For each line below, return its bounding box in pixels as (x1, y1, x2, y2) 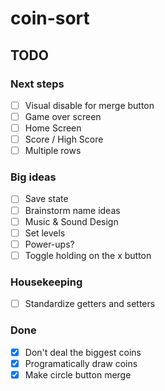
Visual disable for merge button (24, 99, 155, 111)
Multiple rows (24, 145, 82, 157)
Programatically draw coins (24, 357, 138, 369)
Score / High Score (24, 133, 104, 146)
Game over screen (24, 110, 102, 122)
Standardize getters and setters (24, 298, 156, 310)
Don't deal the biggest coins (24, 346, 142, 358)
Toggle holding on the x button (24, 249, 152, 261)
